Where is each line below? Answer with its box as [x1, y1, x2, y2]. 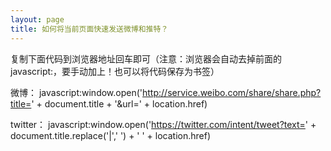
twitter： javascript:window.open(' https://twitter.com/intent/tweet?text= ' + [10, 118, 317, 130]
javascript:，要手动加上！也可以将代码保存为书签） [10, 65, 220, 77]
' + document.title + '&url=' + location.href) [31, 97, 208, 110]
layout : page [10, 14, 65, 25]
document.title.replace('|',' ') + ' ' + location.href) [10, 129, 212, 141]
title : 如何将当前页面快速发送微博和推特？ [10, 24, 169, 34]
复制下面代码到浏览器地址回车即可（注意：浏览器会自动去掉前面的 [10, 52, 282, 65]
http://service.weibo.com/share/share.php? [142, 86, 322, 98]
